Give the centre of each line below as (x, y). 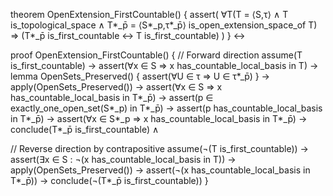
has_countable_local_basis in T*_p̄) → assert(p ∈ (112, 97)
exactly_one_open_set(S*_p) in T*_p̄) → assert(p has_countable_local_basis (166, 108)
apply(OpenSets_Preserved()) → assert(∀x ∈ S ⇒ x (116, 87)
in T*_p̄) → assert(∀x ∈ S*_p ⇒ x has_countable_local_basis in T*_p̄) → (159, 118)
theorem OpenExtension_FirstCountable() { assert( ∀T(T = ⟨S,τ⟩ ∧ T (149, 14)
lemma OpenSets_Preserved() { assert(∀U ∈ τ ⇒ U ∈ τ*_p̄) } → (140, 76)
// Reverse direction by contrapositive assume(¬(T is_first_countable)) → (159, 148)
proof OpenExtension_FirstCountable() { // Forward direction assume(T (156, 55)
